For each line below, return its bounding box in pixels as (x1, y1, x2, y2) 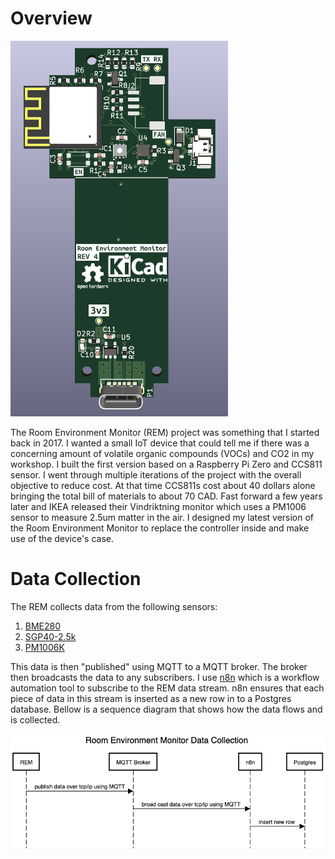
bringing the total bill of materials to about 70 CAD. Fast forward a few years (10, 490, 323, 502)
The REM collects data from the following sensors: (10, 600, 218, 612)
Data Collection (10, 568, 142, 591)
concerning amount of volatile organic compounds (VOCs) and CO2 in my (10, 447, 315, 459)
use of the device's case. (10, 532, 115, 544)
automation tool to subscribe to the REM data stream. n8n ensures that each (10, 682, 325, 694)
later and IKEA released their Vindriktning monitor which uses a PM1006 (10, 500, 307, 512)
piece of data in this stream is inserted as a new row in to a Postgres (10, 692, 292, 704)
